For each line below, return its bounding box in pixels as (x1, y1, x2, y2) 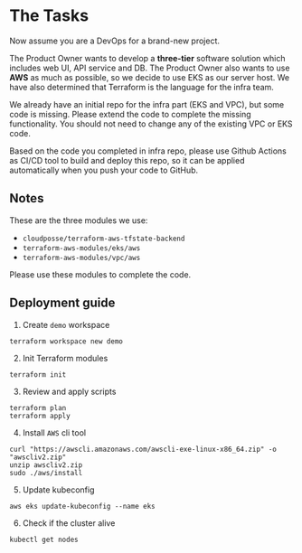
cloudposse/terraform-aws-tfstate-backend (22, 234, 185, 243)
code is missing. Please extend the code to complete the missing (9, 108, 251, 119)
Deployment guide (9, 295, 116, 311)
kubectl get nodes (9, 535, 79, 544)
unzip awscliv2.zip (9, 460, 83, 470)
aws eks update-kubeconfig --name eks (9, 501, 156, 511)
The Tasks (9, 5, 89, 26)
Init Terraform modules (22, 352, 109, 363)
